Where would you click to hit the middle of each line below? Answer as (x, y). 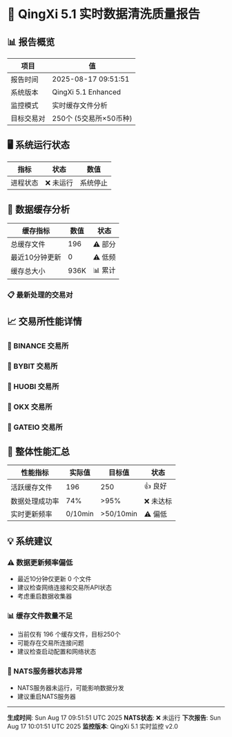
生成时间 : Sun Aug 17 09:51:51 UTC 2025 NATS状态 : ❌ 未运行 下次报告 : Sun (114, 718)
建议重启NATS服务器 (46, 696)
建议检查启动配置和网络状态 (57, 652)
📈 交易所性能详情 (45, 321)
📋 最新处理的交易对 (40, 295)
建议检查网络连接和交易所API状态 (65, 588)
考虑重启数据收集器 (45, 597)
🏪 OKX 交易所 (30, 407)
